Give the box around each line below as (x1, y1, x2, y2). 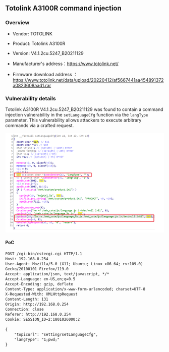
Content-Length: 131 (5, 297, 49, 302)
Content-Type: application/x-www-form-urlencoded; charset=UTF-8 (5, 286, 145, 291)
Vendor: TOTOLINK (12, 30, 53, 37)
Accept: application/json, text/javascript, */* (5, 271, 109, 276)
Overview (5, 19, 30, 26)
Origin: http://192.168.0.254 (5, 302, 69, 307)
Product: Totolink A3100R (12, 40, 66, 46)
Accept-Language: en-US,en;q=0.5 (5, 276, 76, 281)
